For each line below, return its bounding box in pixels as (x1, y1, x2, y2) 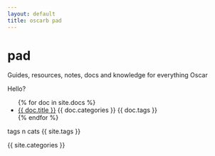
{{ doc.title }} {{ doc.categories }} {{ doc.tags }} (17, 106, 158, 114)
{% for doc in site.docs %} (17, 99, 96, 107)
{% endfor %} (17, 113, 59, 122)
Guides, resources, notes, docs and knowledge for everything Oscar (7, 71, 208, 79)
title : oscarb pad (7, 17, 62, 24)
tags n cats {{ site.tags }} (7, 127, 81, 135)
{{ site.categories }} (7, 141, 65, 150)
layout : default (7, 10, 56, 18)
